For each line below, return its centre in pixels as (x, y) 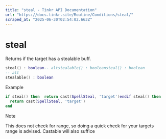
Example (15, 87)
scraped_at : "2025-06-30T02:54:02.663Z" (49, 19)
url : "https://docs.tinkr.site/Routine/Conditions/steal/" (69, 15)
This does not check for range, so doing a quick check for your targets (80, 126)
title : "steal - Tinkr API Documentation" (51, 10)
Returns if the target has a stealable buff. (48, 59)
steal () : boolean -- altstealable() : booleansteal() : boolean (75, 68)
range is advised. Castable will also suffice (50, 131)
